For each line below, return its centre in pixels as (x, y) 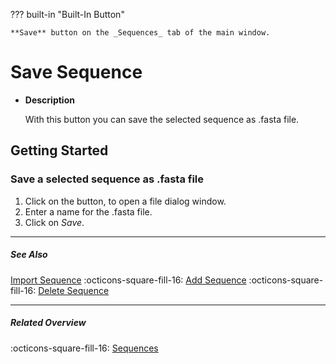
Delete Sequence (74, 290)
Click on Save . (54, 222)
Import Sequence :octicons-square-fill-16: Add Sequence (128, 280)
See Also (29, 255)
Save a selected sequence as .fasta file (107, 179)
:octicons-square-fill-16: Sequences (84, 348)
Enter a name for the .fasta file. (88, 211)
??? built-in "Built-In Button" (67, 14)
